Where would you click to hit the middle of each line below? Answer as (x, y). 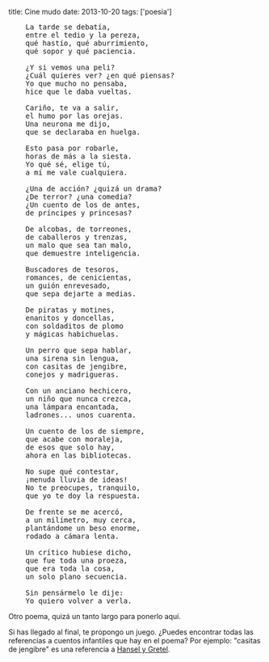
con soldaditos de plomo (74, 326)
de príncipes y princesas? (79, 213)
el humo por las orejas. (74, 116)
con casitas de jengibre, (77, 367)
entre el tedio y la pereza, (83, 35)
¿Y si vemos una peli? (70, 67)
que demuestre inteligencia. (83, 253)
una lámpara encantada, (72, 407)
